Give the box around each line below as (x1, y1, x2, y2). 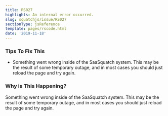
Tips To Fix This (5, 48, 45, 55)
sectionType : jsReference (5, 21, 60, 27)
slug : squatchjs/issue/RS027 (5, 17, 67, 22)
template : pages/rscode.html (5, 26, 67, 31)
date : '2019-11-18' (5, 31, 47, 36)
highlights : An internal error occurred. (5, 12, 94, 17)
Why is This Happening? (5, 83, 67, 90)
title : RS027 (5, 7, 33, 13)
